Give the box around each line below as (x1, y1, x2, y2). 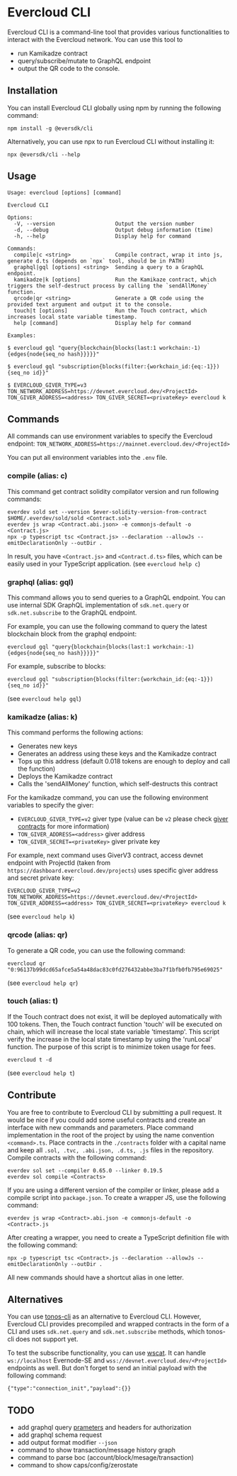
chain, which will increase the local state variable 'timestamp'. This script (7, 1027, 220, 1036)
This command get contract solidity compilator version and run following (7, 487, 219, 495)
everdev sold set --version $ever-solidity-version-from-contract (7, 508, 207, 515)
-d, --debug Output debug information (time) (13, 226, 214, 233)
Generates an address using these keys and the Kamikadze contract (17, 749, 217, 758)
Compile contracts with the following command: (7, 1153, 147, 1162)
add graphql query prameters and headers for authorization (17, 1423, 192, 1432)
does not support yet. (15, 1335, 79, 1343)
